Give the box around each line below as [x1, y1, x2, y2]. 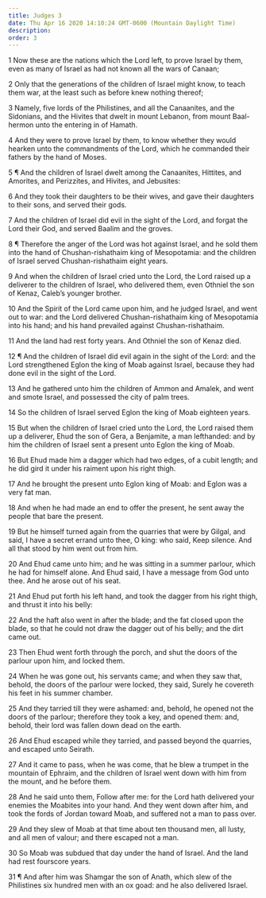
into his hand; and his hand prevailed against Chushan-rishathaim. [8, 321, 225, 331]
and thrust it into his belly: [8, 600, 93, 610]
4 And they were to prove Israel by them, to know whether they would [8, 136, 237, 145]
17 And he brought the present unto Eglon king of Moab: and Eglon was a [8, 479, 248, 489]
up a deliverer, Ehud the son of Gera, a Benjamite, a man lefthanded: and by [8, 432, 256, 441]
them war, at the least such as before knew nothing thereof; [8, 88, 204, 98]
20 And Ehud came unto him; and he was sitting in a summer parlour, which [8, 559, 256, 569]
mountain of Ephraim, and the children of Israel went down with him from [8, 768, 247, 778]
